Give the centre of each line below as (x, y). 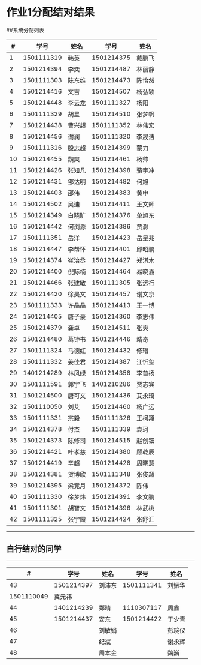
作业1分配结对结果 (51, 12)
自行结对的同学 (34, 549)
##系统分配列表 (25, 30)
